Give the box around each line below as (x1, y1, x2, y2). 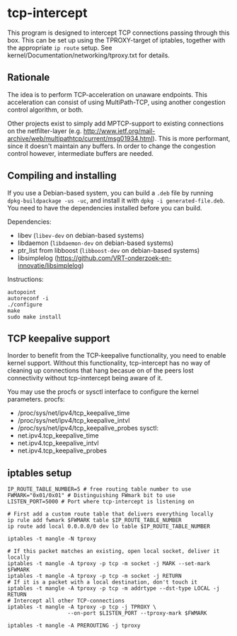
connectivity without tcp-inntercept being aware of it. (7, 374, 163, 382)
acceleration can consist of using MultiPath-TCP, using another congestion (7, 98, 226, 106)
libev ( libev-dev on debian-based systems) (17, 231, 144, 239)
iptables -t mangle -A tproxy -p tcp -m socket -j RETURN (7, 572, 182, 580)
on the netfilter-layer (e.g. (7, 126, 82, 135)
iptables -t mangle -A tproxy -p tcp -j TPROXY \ (7, 603, 157, 611)
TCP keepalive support (7, 332, 110, 344)
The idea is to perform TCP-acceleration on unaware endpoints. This (7, 90, 207, 98)
